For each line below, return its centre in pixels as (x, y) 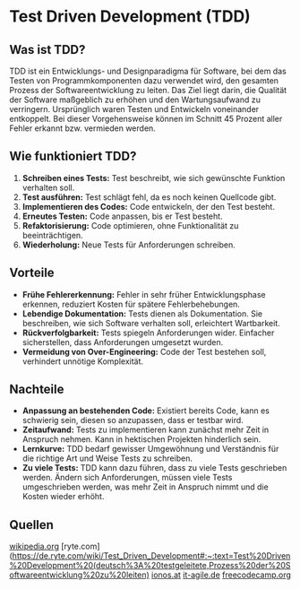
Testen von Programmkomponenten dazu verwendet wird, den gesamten (144, 81)
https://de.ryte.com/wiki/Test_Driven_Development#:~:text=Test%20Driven (151, 556)
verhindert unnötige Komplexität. (83, 361)
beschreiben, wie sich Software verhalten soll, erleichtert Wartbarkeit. (151, 323)
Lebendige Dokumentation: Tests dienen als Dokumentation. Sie (142, 313)
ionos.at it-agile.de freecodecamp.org (221, 575)
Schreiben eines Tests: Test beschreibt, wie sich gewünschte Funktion (154, 178)
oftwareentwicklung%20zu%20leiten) (79, 575)
